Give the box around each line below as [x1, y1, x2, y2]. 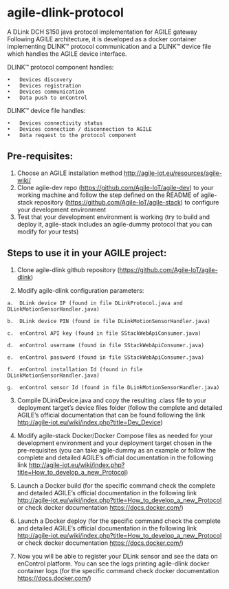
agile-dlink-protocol [7, 5, 124, 21]
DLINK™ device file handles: [7, 106, 86, 114]
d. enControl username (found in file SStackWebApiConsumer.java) [7, 342, 205, 349]
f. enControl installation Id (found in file [7, 366, 143, 373]
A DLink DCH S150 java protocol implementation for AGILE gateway [7, 28, 197, 36]
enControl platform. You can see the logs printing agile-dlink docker [17, 559, 210, 568]
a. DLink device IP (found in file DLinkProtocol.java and [7, 300, 184, 307]
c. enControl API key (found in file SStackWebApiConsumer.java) [7, 329, 201, 337]
